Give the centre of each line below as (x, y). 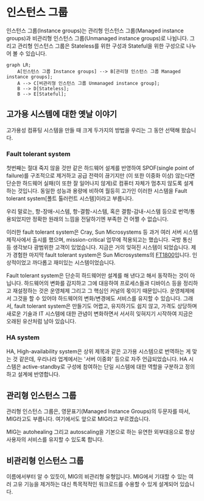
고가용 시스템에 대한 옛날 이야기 (62, 114)
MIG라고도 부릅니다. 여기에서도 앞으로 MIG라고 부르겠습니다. (78, 419)
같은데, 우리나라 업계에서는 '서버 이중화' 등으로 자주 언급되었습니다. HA (103, 359)
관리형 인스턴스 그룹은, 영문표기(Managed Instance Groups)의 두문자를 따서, (98, 411)
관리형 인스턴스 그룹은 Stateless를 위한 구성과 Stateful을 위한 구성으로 (101, 46)
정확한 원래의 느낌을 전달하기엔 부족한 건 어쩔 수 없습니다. (100, 219)
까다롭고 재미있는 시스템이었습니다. (74, 262)
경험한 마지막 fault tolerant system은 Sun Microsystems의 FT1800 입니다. (102, 255)
